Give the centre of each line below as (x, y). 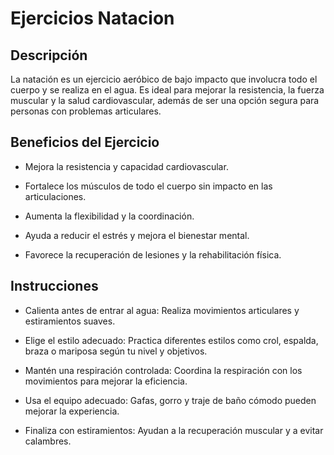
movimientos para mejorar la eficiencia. (106, 381)
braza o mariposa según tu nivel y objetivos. (116, 351)
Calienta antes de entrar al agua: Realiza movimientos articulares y (162, 310)
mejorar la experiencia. (72, 411)
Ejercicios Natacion (92, 18)
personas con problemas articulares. (86, 111)
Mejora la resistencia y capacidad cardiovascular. (126, 166)
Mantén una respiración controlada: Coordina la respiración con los (163, 370)
